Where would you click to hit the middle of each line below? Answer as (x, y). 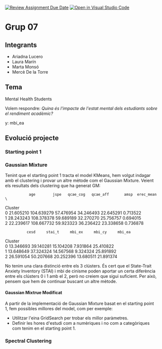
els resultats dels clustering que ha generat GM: (53, 186)
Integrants (21, 45)
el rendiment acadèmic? (29, 113)
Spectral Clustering (28, 341)
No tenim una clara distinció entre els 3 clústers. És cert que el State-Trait (78, 266)
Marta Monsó (25, 67)
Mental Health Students (29, 99)
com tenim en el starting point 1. (44, 328)
